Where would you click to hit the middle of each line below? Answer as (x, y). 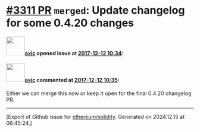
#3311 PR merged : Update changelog (96, 10)
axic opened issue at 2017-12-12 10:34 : (74, 53)
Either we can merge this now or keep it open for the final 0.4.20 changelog (99, 93)
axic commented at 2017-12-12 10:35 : (72, 80)
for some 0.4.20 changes (70, 23)
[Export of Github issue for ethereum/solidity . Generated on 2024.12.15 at (96, 117)
